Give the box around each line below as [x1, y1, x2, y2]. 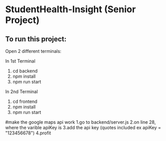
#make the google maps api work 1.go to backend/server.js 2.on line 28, [5, 119, 156, 125]
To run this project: [5, 35, 67, 43]
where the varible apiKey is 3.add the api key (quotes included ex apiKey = [5, 125, 161, 130]
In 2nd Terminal [5, 89, 38, 95]
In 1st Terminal [5, 58, 36, 64]
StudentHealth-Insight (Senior [5, 4, 136, 15]
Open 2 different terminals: [5, 48, 62, 54]
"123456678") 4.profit [5, 130, 51, 136]
